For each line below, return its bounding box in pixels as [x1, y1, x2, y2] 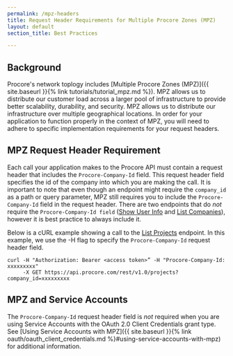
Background [7, 61, 61, 73]
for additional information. [7, 342, 81, 350]
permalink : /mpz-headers [7, 10, 79, 17]
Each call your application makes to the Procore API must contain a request [7, 163, 223, 171]
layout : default [7, 23, 54, 30]
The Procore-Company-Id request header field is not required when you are [7, 312, 220, 320]
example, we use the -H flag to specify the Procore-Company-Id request [7, 235, 211, 244]
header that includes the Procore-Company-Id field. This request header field [7, 170, 225, 178]
